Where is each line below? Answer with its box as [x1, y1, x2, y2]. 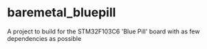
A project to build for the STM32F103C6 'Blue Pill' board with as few [7, 27, 200, 35]
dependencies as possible [7, 34, 82, 42]
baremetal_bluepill [7, 5, 116, 20]
